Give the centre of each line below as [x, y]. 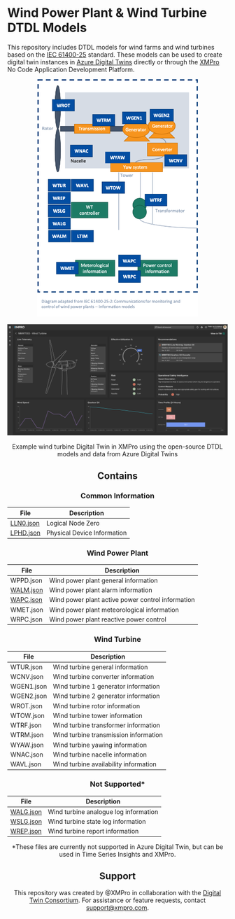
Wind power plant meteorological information [114, 610]
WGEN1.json [29, 687]
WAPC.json [27, 600]
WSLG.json [26, 821]
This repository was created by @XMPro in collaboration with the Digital [117, 893]
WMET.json [27, 610]
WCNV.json [27, 676]
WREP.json [26, 832]
